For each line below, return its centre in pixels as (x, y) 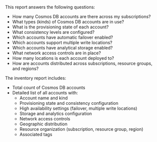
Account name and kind (43, 98)
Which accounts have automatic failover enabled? (63, 37)
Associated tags (36, 134)
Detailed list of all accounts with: (45, 93)
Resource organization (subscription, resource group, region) (81, 129)
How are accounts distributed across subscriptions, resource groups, (82, 63)
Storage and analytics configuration (56, 114)
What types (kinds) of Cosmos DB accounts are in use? (68, 22)
